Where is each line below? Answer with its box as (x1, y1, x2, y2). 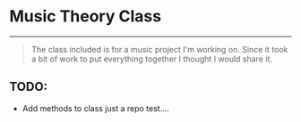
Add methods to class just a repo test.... (21, 102, 170, 113)
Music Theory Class (9, 6, 162, 27)
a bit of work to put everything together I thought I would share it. (30, 53, 273, 64)
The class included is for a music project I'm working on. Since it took (30, 44, 288, 54)
